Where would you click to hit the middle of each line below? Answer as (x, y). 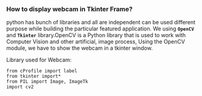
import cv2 (20, 87)
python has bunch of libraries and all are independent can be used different (101, 22)
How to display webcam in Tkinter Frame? (69, 9)
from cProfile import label (42, 71)
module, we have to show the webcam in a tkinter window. (80, 48)
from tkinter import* (34, 77)
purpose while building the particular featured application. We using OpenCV (100, 29)
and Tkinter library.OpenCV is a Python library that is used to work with (96, 35)
